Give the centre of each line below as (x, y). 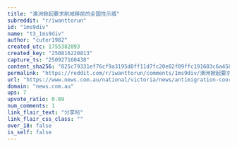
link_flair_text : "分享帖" (45, 112)
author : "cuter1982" (38, 40)
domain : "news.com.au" (41, 86)
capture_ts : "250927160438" (49, 60)
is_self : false (30, 132)
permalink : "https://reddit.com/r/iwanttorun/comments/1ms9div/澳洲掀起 (114, 73)
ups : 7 (17, 93)
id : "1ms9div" (28, 27)
